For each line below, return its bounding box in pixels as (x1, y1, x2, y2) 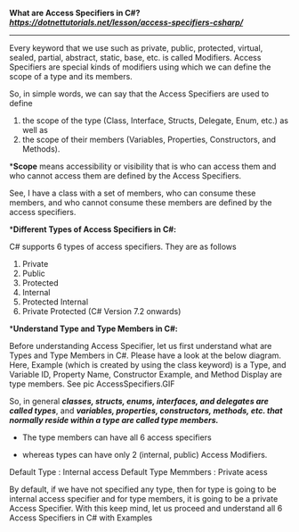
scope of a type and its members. (9, 71, 133, 81)
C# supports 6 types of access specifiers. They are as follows (9, 241, 238, 252)
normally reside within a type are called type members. (9, 415, 219, 425)
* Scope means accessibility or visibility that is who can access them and (9, 161, 277, 171)
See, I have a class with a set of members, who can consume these (9, 187, 256, 198)
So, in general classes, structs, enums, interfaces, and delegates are (9, 396, 269, 406)
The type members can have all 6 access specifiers (21, 432, 212, 443)
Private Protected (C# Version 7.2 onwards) (21, 306, 182, 316)
